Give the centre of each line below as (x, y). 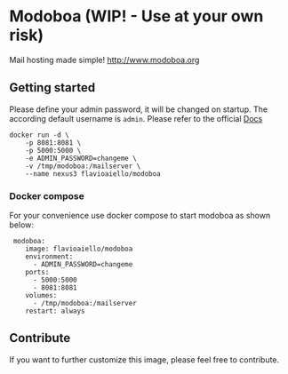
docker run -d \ (39, 135)
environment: (49, 257)
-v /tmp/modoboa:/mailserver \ (83, 166)
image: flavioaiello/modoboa (79, 249)
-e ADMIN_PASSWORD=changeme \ (81, 158)
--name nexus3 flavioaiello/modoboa (93, 174)
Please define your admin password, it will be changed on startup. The (139, 109)
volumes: (41, 296)
